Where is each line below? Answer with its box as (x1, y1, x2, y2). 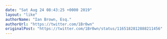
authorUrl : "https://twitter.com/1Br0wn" (5, 21, 95, 27)
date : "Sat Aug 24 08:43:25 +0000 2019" (5, 7, 93, 13)
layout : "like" (5, 12, 38, 17)
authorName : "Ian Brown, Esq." (5, 17, 72, 22)
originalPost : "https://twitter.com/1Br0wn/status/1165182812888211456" (5, 26, 163, 31)
